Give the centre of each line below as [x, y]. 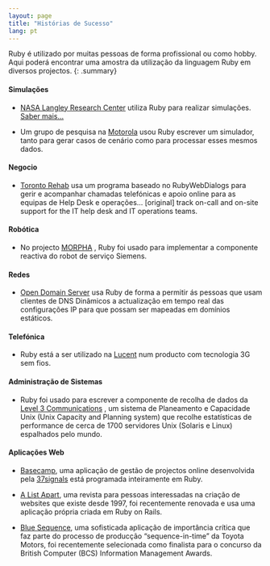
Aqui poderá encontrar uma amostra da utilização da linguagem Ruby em [130, 62]
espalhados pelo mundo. [61, 434]
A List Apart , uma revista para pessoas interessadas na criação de [130, 494]
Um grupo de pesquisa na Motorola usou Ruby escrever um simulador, [137, 132]
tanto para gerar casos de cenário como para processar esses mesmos [139, 140]
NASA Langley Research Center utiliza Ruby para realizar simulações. [135, 107]
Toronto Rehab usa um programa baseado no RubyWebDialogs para [133, 185]
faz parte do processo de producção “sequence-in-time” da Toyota [132, 536]
